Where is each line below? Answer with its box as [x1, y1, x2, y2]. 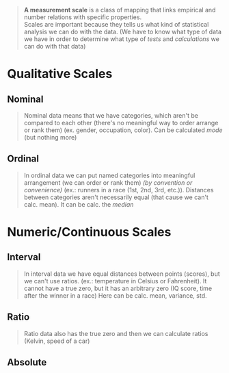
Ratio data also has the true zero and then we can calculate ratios [23, 329, 208, 337]
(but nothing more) [23, 133, 77, 141]
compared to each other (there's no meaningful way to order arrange [23, 119, 219, 127]
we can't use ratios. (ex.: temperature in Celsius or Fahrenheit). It [23, 276, 207, 285]
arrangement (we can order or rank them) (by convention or [23, 178, 193, 187]
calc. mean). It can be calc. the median [23, 200, 134, 208]
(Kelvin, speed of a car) [23, 337, 90, 345]
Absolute [7, 357, 47, 368]
